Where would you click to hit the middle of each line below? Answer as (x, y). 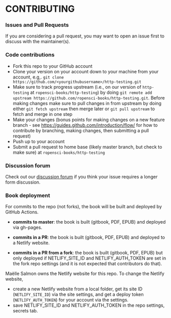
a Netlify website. (31, 243)
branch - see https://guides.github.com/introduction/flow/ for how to (85, 125)
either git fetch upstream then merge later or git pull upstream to (84, 109)
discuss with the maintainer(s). (38, 42)
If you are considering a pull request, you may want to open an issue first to (85, 36)
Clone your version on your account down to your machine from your (85, 71)
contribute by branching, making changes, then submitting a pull (81, 130)
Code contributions (30, 55)
